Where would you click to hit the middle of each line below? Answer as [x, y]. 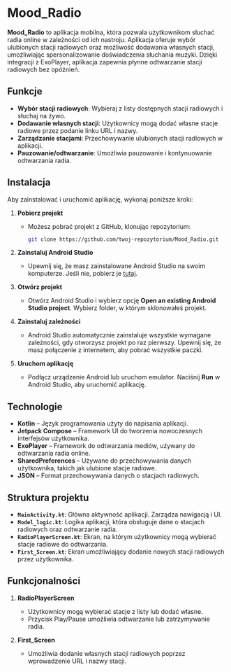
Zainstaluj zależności [49, 322]
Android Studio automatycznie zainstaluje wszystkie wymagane [119, 335]
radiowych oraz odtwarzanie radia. [67, 529]
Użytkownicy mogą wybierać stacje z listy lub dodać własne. [115, 611]
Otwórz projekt [40, 287]
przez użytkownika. [45, 559]
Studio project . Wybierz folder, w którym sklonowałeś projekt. [117, 308]
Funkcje [25, 91]
